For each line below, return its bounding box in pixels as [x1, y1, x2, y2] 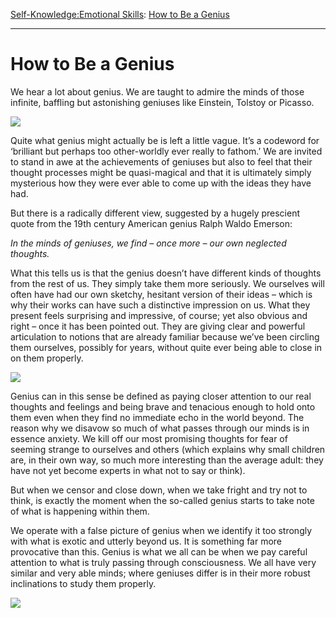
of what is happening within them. [10, 505, 150, 517]
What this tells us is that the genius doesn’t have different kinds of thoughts [10, 267, 322, 279]
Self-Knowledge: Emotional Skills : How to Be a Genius [10, 9, 230, 20]
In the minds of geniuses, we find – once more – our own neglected [10, 237, 287, 249]
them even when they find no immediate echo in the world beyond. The [10, 411, 305, 423]
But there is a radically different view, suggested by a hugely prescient [10, 207, 301, 219]
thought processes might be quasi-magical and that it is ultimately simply [10, 166, 312, 178]
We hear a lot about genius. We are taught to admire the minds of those [10, 85, 305, 98]
